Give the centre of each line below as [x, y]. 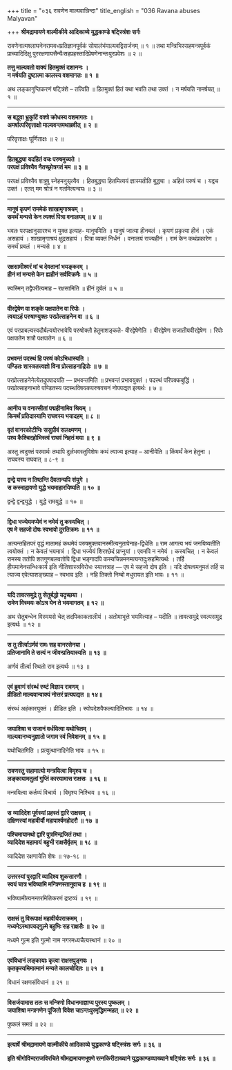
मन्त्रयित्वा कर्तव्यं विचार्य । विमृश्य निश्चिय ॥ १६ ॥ [61, 792]
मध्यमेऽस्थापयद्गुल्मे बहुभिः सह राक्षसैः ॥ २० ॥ [56, 926]
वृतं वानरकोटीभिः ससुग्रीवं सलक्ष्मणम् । [47, 430]
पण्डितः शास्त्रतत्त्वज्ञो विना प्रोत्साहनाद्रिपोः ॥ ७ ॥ [57, 366]
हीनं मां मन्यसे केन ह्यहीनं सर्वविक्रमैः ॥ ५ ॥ [52, 274]
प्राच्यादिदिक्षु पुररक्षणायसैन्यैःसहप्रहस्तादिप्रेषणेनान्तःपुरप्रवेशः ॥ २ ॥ [75, 53]
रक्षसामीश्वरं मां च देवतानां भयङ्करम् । [48, 266]
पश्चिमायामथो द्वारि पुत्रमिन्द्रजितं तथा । [47, 834]
